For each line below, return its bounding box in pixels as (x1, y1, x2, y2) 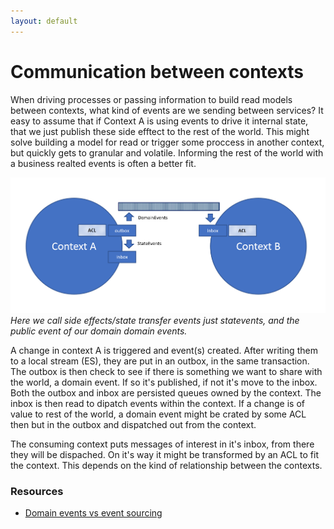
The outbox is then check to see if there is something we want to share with (10, 365, 323, 377)
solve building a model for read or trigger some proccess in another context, (10, 136, 325, 148)
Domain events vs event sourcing (24, 507, 163, 519)
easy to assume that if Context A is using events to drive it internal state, (10, 115, 309, 127)
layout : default (10, 16, 78, 26)
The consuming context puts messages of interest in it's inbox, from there (10, 438, 315, 450)
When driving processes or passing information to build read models (10, 93, 293, 105)
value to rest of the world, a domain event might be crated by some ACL (10, 408, 307, 420)
